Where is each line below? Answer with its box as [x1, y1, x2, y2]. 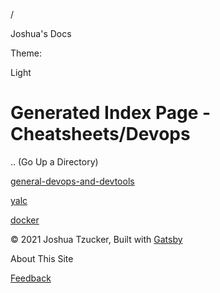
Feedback [10, 272, 52, 284]
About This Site [10, 252, 74, 264]
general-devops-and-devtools [10, 175, 135, 187]
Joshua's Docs [10, 28, 72, 39]
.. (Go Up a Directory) [10, 155, 99, 168]
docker [10, 214, 40, 226]
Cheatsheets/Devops [10, 123, 191, 146]
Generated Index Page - [10, 102, 212, 124]
